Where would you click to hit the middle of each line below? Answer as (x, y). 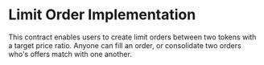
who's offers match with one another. (70, 54)
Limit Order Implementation (102, 15)
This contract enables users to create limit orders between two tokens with (132, 37)
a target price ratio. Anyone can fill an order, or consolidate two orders (125, 45)
